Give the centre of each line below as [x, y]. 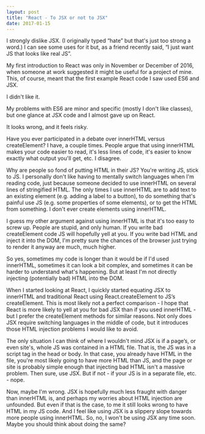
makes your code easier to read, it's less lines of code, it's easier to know [99, 152]
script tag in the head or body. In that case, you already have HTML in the [99, 354]
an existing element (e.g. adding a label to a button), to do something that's [101, 196]
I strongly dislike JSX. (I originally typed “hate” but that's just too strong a [99, 41]
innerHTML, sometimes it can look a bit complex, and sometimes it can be [100, 265]
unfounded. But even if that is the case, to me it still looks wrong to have [97, 405]
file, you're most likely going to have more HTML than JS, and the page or [99, 361]
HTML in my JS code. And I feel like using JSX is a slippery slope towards [99, 411]
